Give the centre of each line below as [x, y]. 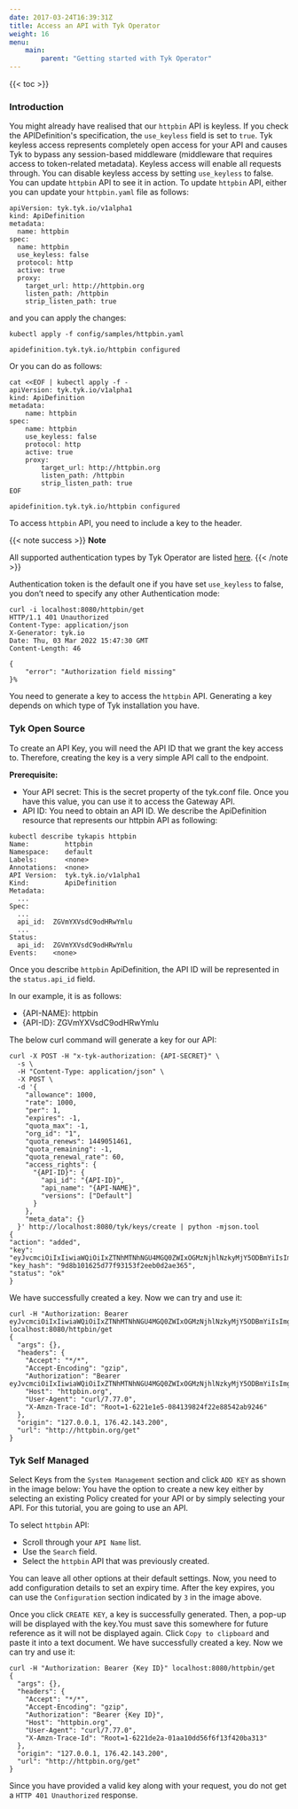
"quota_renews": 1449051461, [79, 1141]
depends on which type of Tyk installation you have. [104, 705]
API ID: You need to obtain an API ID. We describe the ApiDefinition [145, 810]
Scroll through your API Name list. [82, 1542]
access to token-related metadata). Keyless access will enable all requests [145, 164]
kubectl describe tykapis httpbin [73, 836]
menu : [19, 42]
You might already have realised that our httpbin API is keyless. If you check [149, 126]
